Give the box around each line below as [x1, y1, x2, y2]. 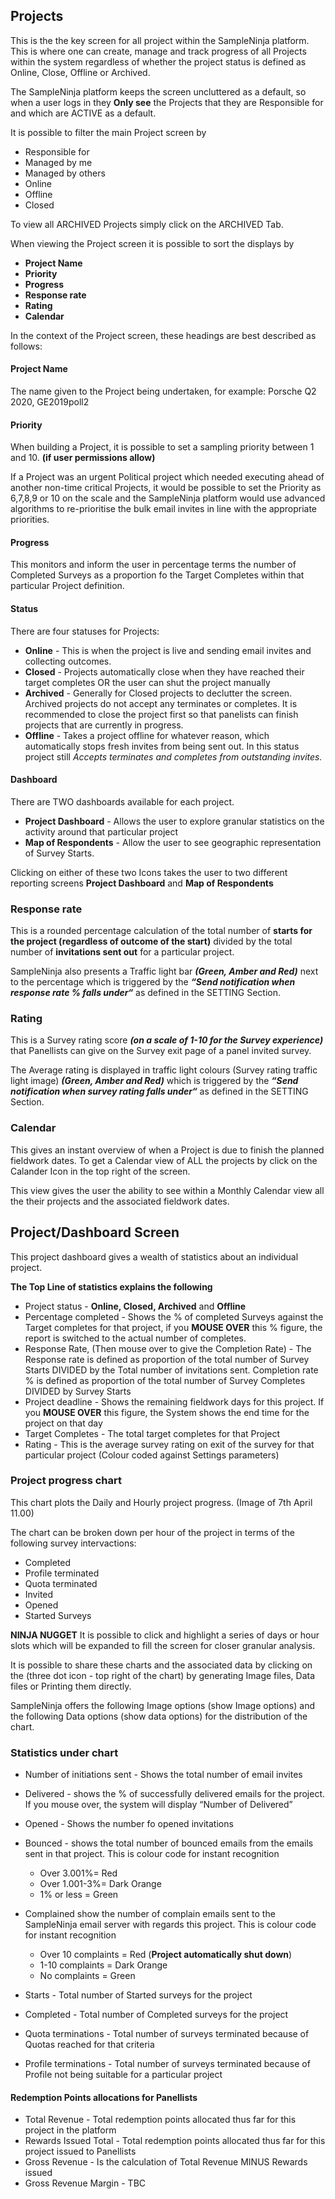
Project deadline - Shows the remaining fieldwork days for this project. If [24, 1395, 325, 1408]
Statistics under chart [10, 1745, 119, 1759]
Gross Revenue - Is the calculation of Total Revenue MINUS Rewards [24, 2156, 308, 2168]
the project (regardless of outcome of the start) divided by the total [10, 935, 293, 948]
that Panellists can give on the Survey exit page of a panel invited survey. [10, 1045, 312, 1057]
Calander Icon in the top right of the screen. [10, 1165, 191, 1177]
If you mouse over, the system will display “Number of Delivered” [24, 1799, 293, 1811]
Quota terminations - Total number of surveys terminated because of [24, 2028, 310, 2040]
